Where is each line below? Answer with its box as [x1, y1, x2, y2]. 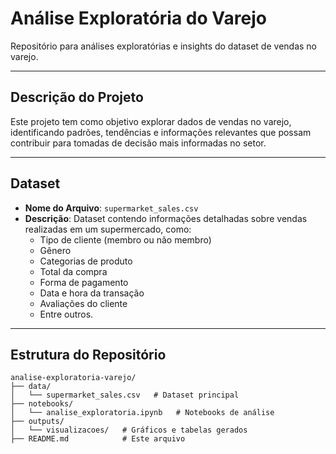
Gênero [39, 244, 72, 256]
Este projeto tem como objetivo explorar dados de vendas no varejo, [10, 115, 292, 127]
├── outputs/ [10, 417, 65, 427]
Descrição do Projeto [10, 89, 144, 106]
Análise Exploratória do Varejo [10, 7, 267, 30]
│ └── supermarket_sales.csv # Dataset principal [10, 390, 240, 401]
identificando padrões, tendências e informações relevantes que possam [10, 126, 312, 138]
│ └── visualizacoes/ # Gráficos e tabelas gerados [10, 425, 248, 436]
